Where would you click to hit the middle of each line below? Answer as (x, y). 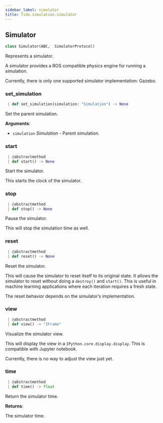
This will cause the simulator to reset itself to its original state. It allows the (82, 276)
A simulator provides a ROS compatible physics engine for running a (75, 66)
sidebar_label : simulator (32, 10)
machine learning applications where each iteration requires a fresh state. (81, 286)
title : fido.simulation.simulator (41, 15)
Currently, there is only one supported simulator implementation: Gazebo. (81, 81)
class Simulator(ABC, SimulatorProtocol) (50, 46)
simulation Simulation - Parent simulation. (56, 133)
